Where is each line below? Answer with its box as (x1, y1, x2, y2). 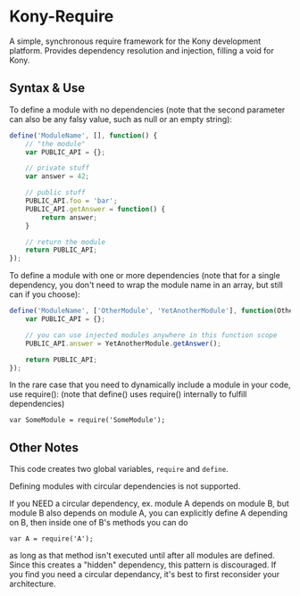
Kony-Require (9, 6, 114, 27)
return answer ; (41, 212, 98, 222)
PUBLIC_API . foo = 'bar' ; (25, 196, 118, 205)
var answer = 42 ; (25, 172, 90, 181)
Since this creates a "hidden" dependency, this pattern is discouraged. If (9, 559, 277, 570)
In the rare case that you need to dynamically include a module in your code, (9, 379, 291, 390)
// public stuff (25, 188, 87, 197)
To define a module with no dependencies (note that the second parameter (9, 104, 286, 115)
